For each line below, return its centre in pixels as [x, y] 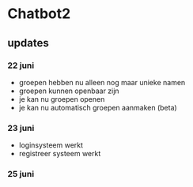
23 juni [21, 128]
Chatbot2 [39, 14]
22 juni [21, 65]
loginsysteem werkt [51, 145]
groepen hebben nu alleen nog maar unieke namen [102, 82]
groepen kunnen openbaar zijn [69, 91]
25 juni [21, 174]
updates [28, 43]
